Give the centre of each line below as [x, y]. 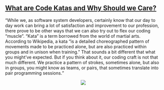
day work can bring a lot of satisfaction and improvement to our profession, [82, 25]
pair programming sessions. [34, 73]
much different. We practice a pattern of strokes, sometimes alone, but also [82, 62]
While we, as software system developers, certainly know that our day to [81, 20]
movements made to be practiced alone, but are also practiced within [76, 46]
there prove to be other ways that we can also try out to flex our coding [78, 31]
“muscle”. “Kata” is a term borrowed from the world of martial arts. [73, 36]
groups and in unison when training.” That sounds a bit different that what [80, 52]
